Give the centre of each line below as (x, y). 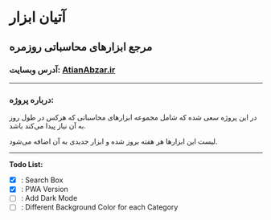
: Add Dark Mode (49, 198)
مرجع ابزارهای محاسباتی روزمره (81, 47)
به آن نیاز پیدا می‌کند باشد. (48, 126)
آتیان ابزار (38, 17)
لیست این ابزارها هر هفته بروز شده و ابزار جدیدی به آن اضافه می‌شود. (113, 141)
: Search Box (42, 180)
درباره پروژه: (32, 100)
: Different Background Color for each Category (99, 207)
